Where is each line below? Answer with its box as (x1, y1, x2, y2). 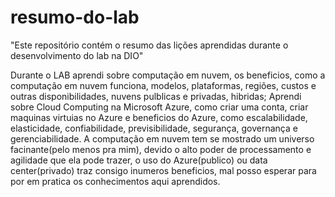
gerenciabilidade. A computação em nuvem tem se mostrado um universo (10, 132, 315, 145)
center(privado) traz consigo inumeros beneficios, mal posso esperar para (10, 164, 317, 176)
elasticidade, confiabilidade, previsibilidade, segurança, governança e (10, 122, 298, 134)
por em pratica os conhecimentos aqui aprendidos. (10, 175, 221, 187)
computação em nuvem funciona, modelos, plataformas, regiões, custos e (10, 79, 317, 91)
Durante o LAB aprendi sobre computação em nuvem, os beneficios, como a (10, 69, 326, 81)
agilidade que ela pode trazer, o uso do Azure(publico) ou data (10, 154, 268, 166)
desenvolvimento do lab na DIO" (10, 49, 144, 61)
